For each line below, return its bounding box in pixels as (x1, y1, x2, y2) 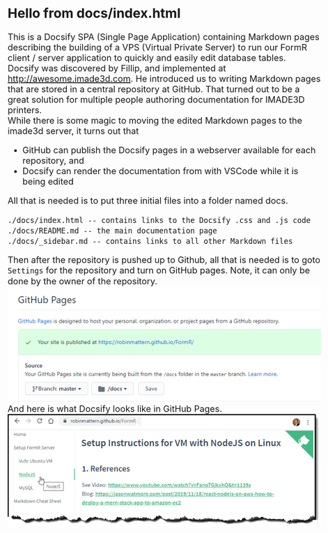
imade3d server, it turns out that (8, 125, 139, 137)
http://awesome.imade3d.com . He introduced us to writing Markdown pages (8, 73, 321, 84)
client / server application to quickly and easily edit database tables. (8, 52, 286, 63)
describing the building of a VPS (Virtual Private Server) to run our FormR (8, 42, 307, 53)
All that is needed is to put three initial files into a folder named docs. (8, 195, 289, 206)
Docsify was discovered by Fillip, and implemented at (8, 63, 226, 74)
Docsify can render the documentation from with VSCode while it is (22, 165, 299, 177)
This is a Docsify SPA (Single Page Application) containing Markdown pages (8, 31, 320, 43)
